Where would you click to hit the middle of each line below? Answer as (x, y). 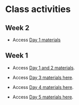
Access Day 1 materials (36, 40)
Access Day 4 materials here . (43, 87)
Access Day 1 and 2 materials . (44, 68)
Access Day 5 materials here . (43, 97)
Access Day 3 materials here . (43, 77)
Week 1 (17, 56)
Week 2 (17, 28)
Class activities (38, 9)
